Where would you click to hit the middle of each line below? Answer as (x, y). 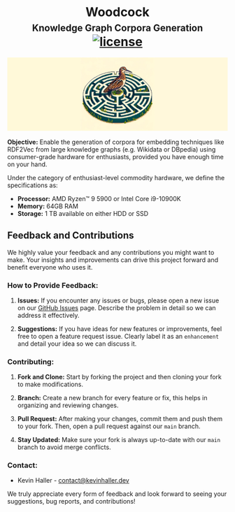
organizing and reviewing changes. (68, 405)
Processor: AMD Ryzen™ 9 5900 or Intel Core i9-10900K (99, 198)
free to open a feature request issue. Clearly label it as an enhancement (118, 336)
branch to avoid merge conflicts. (64, 447)
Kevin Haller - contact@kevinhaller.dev (73, 481)
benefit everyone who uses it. (50, 267)
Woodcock (117, 12)
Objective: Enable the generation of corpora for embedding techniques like (116, 142)
